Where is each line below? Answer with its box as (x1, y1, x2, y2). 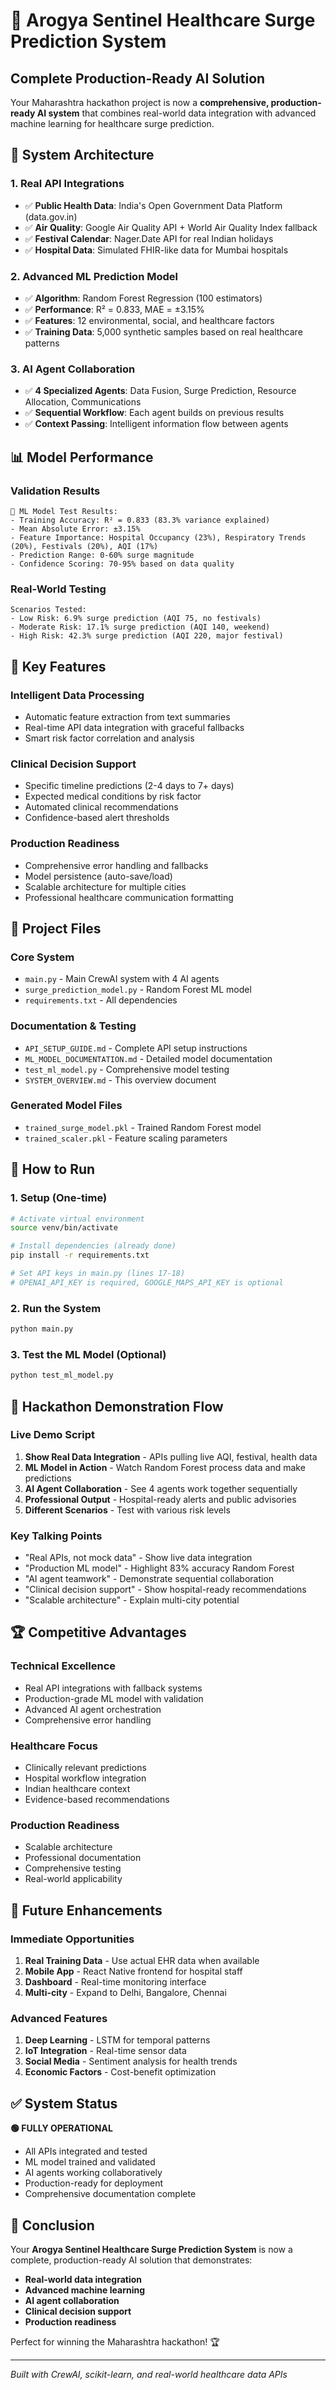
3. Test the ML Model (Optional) (10, 1347, 167, 1361)
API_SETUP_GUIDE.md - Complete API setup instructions (24, 1042, 248, 1054)
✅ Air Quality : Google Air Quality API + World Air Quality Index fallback (24, 221, 318, 233)
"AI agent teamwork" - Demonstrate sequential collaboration (24, 1573, 275, 1585)
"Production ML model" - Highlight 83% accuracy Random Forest (24, 1562, 295, 1574)
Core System (10, 950, 75, 964)
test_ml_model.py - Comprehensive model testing (24, 1063, 230, 1075)
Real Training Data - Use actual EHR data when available (24, 1955, 260, 1967)
